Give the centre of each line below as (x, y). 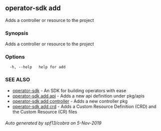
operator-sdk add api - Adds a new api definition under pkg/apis (78, 96)
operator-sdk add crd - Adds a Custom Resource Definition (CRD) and (84, 106)
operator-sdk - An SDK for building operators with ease (69, 90)
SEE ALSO (18, 80)
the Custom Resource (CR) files (45, 112)
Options (15, 57)
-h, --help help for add (38, 67)
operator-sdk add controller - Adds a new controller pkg (70, 101)
